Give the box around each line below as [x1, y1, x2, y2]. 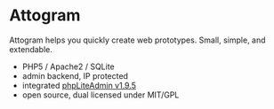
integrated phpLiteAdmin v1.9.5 [21, 80, 136, 90]
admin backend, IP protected [21, 70, 129, 81]
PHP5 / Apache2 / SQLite [21, 61, 116, 72]
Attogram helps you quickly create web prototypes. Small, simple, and [9, 35, 266, 45]
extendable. [9, 43, 53, 54]
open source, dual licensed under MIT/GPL [21, 90, 180, 100]
